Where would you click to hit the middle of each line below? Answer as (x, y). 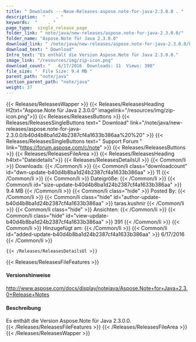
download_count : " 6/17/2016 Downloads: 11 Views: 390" (81, 66)
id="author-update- (137, 197)
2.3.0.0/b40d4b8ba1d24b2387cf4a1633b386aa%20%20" (76, 135)
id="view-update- (87, 215)
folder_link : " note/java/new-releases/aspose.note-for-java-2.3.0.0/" (95, 33)
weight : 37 (19, 88)
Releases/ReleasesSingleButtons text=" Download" (68, 123)
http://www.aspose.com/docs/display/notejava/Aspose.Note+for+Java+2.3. (97, 288)
